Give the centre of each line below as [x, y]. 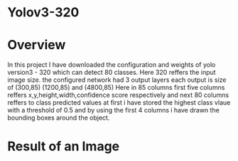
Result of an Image [64, 146]
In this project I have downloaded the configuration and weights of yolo [112, 65]
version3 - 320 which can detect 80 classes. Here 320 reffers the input [112, 73]
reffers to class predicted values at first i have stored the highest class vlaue [119, 103]
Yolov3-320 [43, 12]
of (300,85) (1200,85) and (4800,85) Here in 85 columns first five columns [116, 88]
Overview [37, 45]
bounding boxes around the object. [59, 118]
